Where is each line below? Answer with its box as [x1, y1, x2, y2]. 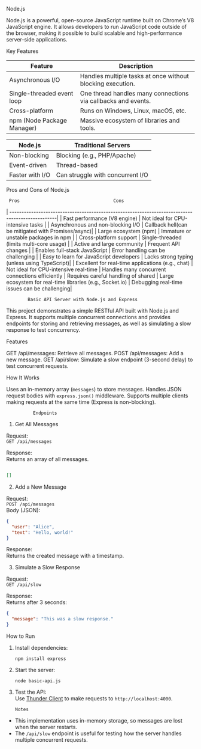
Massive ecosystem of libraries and [80, 117, 180, 124]
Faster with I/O [9, 171, 51, 179]
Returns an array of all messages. [6, 456, 89, 462]
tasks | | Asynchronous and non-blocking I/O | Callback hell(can [29, 221, 188, 228]
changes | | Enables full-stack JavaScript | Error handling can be [6, 246, 166, 254]
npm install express [14, 656, 66, 662]
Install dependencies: [14, 644, 68, 651]
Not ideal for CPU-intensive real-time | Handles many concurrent [6, 266, 166, 273]
